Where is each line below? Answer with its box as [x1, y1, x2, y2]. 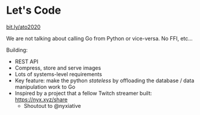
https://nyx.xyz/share [14, 96, 67, 103]
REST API [14, 58, 39, 65]
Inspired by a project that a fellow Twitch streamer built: [14, 89, 152, 97]
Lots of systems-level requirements [14, 70, 103, 77]
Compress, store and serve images [14, 64, 101, 72]
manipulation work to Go [14, 83, 76, 90]
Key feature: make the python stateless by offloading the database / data [14, 77, 195, 84]
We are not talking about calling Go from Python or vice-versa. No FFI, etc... [6, 35, 193, 42]
